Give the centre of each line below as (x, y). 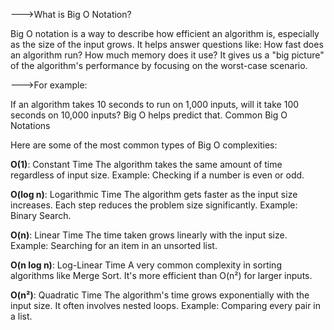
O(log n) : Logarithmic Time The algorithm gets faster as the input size (154, 194)
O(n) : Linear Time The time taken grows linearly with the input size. (149, 235)
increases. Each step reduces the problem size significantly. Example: (154, 205)
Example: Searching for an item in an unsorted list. (114, 245)
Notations (30, 125)
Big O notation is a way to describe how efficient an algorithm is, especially (165, 33)
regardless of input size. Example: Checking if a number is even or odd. (157, 175)
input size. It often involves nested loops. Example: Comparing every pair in (166, 305)
